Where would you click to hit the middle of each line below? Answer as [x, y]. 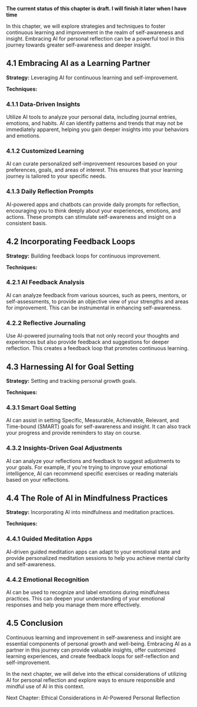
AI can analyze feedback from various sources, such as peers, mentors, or [96, 295]
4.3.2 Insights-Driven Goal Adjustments [64, 448]
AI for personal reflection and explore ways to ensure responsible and [91, 680]
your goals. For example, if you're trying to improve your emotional [87, 467]
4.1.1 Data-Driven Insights [43, 104]
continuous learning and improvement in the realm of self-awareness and [95, 32]
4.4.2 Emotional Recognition [48, 579]
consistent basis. [27, 223]
